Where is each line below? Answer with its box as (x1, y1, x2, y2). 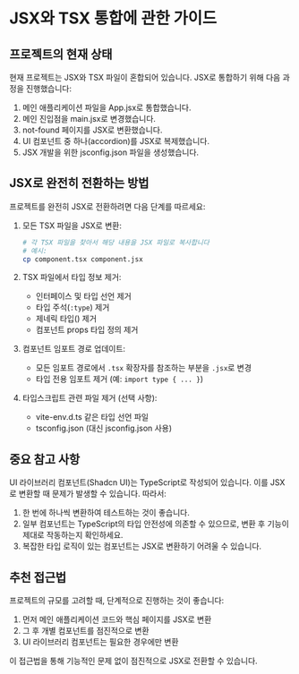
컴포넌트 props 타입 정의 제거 (35, 324, 139, 336)
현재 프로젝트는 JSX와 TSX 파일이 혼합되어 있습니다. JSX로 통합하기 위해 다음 (9, 73, 281, 82)
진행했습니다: (25, 83, 73, 94)
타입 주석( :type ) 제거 (35, 302, 110, 313)
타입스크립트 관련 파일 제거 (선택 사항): (21, 393, 158, 404)
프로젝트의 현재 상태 (9, 47, 113, 62)
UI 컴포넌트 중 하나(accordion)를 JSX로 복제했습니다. (21, 136, 210, 146)
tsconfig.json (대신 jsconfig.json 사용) (35, 422, 173, 434)
